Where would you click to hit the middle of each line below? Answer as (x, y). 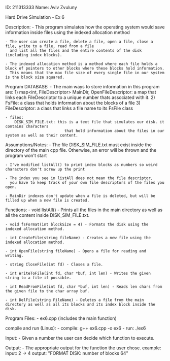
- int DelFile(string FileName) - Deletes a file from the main (75, 300)
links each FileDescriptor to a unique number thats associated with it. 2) (80, 97)
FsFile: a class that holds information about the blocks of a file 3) (73, 103)
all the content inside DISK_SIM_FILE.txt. (47, 215)
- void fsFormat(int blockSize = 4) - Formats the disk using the (77, 224)
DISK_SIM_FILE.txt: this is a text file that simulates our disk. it (90, 122)
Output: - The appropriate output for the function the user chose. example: (83, 348)
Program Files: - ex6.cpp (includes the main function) (61, 318)
